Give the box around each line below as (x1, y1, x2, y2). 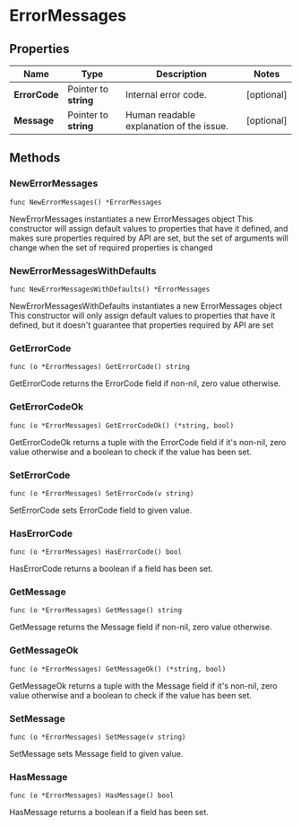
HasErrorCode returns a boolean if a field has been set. (9, 563, 213, 575)
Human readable (125, 109, 195, 121)
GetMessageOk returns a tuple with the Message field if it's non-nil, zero (9, 680, 278, 691)
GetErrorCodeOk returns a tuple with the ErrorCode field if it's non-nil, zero (9, 436, 287, 447)
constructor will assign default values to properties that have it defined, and (9, 223, 288, 233)
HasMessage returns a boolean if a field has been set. (9, 807, 209, 818)
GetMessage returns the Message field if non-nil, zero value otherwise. (9, 621, 272, 633)
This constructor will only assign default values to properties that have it (9, 310, 276, 321)
